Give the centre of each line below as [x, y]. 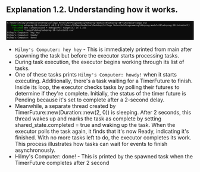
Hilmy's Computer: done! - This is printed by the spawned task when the [104, 156]
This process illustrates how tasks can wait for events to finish [91, 144]
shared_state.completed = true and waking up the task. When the [95, 125]
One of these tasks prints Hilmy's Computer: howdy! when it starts [96, 74]
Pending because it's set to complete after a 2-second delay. [90, 100]
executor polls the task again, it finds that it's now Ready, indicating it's [102, 131]
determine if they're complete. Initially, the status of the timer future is [100, 93]
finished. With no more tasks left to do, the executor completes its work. [103, 138]
